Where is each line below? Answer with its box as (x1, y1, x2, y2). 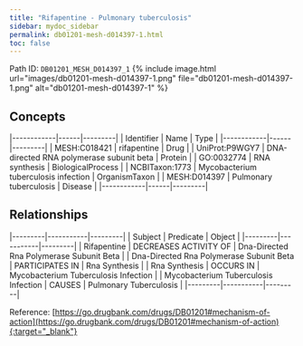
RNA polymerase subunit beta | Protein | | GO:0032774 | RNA (42, 152, 271, 163)
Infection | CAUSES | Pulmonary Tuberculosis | (9, 279, 184, 290)
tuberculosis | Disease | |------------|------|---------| (9, 181, 209, 192)
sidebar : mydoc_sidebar (9, 22, 99, 31)
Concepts (9, 109, 66, 124)
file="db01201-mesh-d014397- (177, 73, 294, 84)
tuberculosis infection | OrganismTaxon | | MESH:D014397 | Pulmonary (9, 171, 273, 182)
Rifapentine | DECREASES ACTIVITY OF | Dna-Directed (83, 241, 289, 252)
